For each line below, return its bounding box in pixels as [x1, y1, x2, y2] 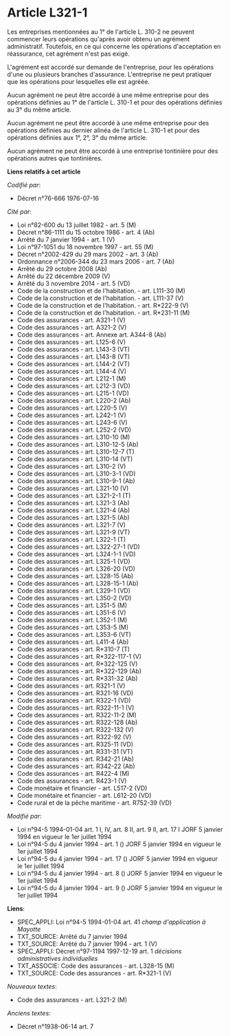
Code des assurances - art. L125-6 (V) [16, 337, 126, 346]
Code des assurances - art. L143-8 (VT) [16, 352, 130, 361]
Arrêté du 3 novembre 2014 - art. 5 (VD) [16, 279, 130, 287]
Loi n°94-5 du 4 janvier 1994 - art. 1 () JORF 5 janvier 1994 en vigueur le [16, 840, 222, 848]
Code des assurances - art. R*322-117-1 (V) [16, 652, 142, 660]
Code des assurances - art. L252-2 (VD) [16, 425, 132, 434]
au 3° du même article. [7, 105, 72, 114]
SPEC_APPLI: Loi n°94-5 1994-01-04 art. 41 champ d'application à [16, 918, 206, 926]
